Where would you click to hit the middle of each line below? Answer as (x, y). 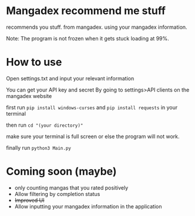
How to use (34, 62)
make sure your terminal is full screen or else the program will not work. (93, 136)
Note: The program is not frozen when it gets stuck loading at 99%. (88, 38)
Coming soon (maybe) (61, 172)
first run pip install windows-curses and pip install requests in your (92, 107)
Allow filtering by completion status (57, 194)
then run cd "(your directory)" (45, 125)
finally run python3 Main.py (39, 147)
